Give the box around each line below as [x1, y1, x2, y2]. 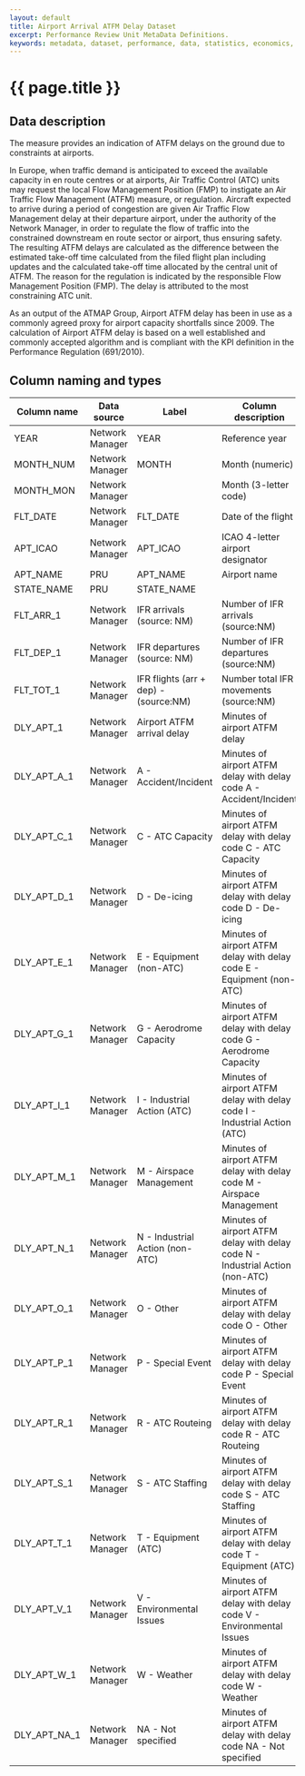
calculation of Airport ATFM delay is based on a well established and [9, 328, 266, 339]
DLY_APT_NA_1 [14, 1729, 82, 1742]
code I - [221, 1104, 257, 1117]
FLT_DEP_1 [14, 646, 62, 659]
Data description [9, 113, 106, 129]
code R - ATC [221, 1428, 280, 1441]
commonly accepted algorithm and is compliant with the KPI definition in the [9, 337, 295, 348]
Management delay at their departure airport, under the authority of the [9, 213, 277, 224]
